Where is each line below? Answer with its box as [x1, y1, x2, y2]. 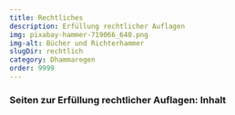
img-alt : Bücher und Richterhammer [9, 38, 145, 48]
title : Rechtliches [9, 13, 84, 23]
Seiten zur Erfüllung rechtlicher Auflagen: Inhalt [9, 93, 227, 106]
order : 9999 [9, 64, 55, 73]
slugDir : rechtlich [9, 47, 84, 56]
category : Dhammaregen [9, 55, 96, 64]
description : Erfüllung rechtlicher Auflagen [9, 22, 185, 31]
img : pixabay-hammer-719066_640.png [9, 30, 148, 39]
